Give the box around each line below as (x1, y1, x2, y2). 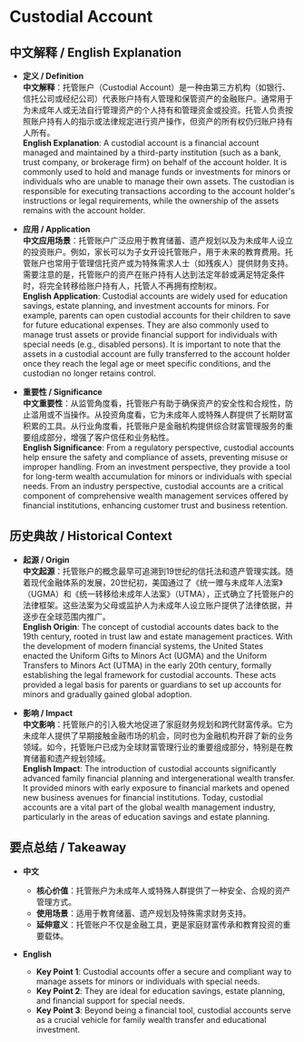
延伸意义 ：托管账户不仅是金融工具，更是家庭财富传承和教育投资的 (35, 919, 283, 929)
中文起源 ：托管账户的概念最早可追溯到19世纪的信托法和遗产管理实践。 (22, 565, 286, 576)
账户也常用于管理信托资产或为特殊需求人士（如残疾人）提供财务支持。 (30, 258, 293, 269)
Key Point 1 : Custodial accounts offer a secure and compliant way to (35, 966, 292, 977)
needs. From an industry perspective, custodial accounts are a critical (22, 481, 284, 491)
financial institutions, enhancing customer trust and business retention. (22, 500, 289, 510)
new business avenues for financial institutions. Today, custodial (22, 791, 263, 802)
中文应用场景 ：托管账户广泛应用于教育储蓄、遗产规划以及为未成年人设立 (22, 235, 293, 246)
